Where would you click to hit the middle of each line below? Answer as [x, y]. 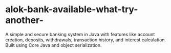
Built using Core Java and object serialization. [54, 45]
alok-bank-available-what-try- [72, 9]
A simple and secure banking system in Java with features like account [80, 34]
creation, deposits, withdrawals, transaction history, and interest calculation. [86, 40]
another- [24, 20]
